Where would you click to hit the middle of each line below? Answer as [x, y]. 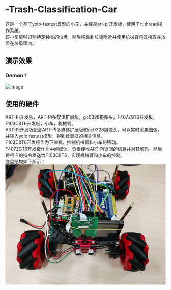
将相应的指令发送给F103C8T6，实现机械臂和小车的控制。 [65, 155]
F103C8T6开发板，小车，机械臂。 [41, 124]
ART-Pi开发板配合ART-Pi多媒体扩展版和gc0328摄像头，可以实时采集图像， [84, 130]
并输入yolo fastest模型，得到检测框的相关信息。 [55, 136]
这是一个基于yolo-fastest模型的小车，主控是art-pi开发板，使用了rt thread [82, 24]
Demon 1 [16, 76]
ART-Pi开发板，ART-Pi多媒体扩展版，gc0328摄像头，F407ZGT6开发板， [81, 117]
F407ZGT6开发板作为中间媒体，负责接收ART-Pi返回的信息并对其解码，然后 [84, 149]
